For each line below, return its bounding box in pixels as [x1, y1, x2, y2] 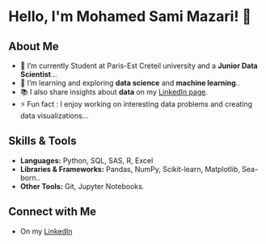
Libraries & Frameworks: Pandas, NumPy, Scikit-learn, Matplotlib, [19, 164, 241, 174]
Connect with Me [8, 205, 97, 219]
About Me [8, 40, 59, 53]
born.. [19, 173, 40, 183]
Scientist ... [19, 69, 58, 79]
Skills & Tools [8, 134, 77, 148]
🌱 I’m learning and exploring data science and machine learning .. [19, 78, 240, 87]
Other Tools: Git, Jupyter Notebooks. [19, 181, 145, 191]
